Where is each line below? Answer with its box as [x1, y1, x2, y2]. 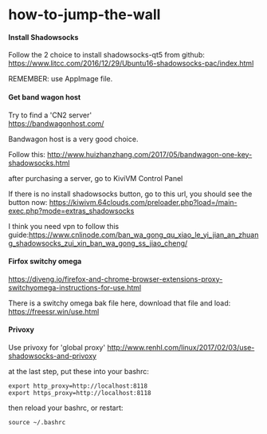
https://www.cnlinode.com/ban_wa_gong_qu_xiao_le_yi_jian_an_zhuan [29, 230, 259, 239]
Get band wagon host [8, 92, 81, 101]
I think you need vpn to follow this [8, 221, 120, 231]
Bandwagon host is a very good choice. [8, 134, 139, 144]
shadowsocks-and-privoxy [8, 351, 97, 361]
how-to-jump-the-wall [8, 6, 161, 24]
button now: [8, 197, 48, 207]
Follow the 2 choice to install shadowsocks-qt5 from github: [8, 50, 205, 60]
